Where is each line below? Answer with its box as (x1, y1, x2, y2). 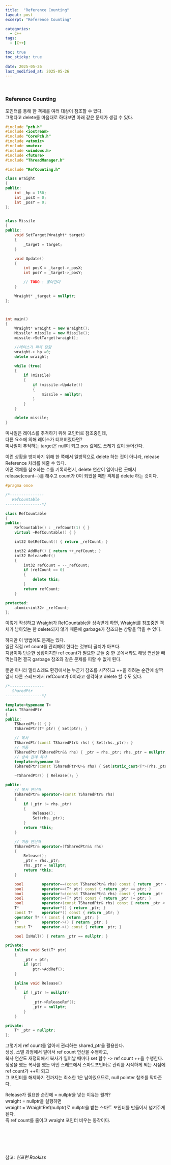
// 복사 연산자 (14, 787, 41, 792)
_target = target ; (23, 242, 63, 247)
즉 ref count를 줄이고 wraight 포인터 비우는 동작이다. (5, 1117, 111, 1124)
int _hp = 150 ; (14, 190, 47, 196)
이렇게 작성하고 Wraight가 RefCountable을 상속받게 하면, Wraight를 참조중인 (5, 620, 159, 626)
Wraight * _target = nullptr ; (14, 293, 76, 299)
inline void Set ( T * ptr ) (14, 948, 67, 953)
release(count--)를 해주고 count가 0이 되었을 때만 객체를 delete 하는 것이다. (5, 473, 158, 479)
